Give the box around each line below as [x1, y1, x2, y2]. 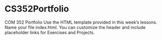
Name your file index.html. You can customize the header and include [4, 24, 146, 30]
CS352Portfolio [4, 3, 69, 14]
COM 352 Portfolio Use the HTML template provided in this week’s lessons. [4, 19, 158, 25]
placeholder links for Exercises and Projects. [4, 29, 95, 35]
